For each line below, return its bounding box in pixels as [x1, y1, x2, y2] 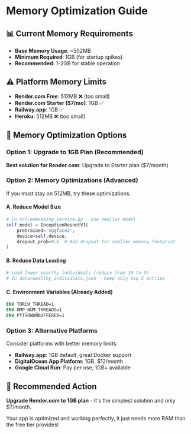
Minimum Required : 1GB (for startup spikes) [14, 53, 123, 60]
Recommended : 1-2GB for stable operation [14, 60, 120, 66]
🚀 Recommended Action [6, 381, 97, 391]
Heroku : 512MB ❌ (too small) [14, 113, 86, 120]
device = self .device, [17, 233, 67, 239]
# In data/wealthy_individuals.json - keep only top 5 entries [6, 276, 166, 282]
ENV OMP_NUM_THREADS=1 [6, 307, 62, 313]
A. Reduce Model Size [6, 203, 61, 210]
